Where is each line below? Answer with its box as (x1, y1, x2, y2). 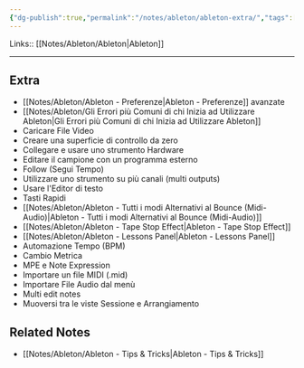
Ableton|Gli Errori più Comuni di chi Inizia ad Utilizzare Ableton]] (22, 116, 261, 127)
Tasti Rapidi (22, 193, 66, 203)
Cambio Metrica (22, 250, 83, 261)
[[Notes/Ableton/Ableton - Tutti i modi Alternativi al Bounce (22, 203, 242, 213)
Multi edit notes (22, 288, 81, 299)
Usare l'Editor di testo (22, 183, 104, 194)
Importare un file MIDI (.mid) (22, 269, 128, 280)
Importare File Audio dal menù (22, 279, 136, 290)
